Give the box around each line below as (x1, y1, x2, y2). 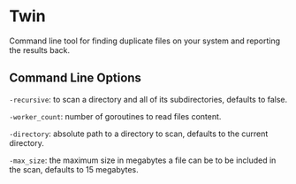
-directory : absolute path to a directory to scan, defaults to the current (9, 128, 269, 139)
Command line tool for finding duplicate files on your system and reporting (9, 35, 281, 46)
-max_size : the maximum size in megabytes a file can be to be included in (9, 155, 277, 165)
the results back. (9, 44, 71, 55)
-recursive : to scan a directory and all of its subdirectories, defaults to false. (9, 94, 288, 104)
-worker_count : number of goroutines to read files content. (9, 111, 222, 121)
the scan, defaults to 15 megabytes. (9, 164, 139, 174)
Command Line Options (9, 71, 141, 86)
